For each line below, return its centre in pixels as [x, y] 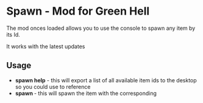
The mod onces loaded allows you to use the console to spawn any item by [101, 28]
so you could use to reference [53, 87]
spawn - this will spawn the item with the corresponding [86, 93]
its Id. [13, 34]
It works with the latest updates [46, 46]
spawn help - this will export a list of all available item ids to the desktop [106, 80]
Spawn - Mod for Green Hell [78, 11]
